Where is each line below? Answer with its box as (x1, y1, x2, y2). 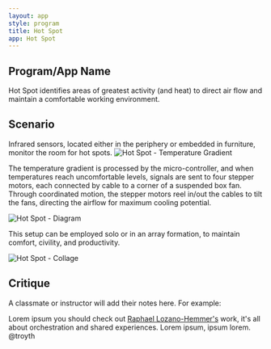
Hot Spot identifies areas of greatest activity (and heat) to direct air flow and (8, 86, 263, 95)
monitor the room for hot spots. (8, 147, 113, 158)
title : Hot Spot (8, 27, 63, 35)
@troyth (8, 330, 36, 340)
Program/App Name (8, 64, 112, 78)
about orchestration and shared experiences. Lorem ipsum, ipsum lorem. (8, 322, 251, 332)
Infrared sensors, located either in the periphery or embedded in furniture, (8, 139, 256, 149)
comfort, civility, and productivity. (8, 238, 121, 247)
